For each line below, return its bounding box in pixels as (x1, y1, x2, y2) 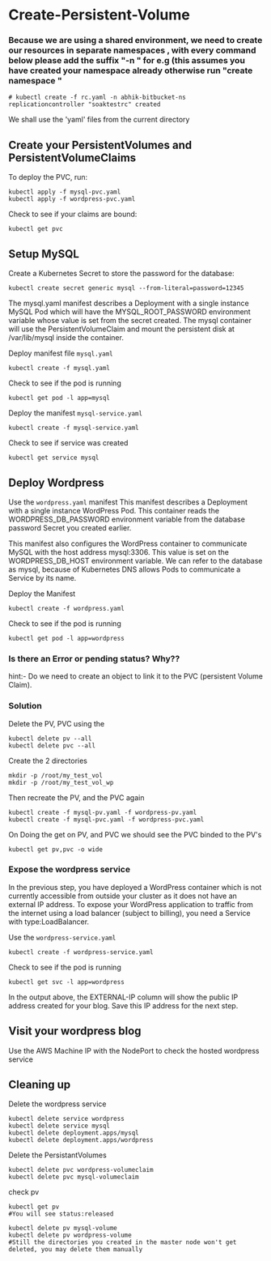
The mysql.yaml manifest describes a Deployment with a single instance (8, 298, 249, 309)
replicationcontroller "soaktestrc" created (8, 100, 161, 109)
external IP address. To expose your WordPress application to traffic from (8, 899, 253, 909)
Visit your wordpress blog (8, 1025, 142, 1038)
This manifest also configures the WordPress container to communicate (8, 539, 248, 548)
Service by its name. (8, 573, 77, 582)
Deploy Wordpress (8, 475, 104, 489)
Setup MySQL (8, 247, 79, 261)
